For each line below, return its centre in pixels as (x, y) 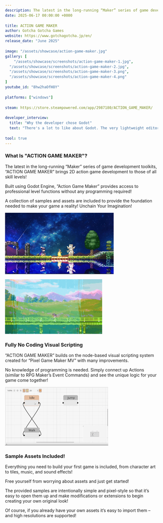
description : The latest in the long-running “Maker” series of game (77, 10)
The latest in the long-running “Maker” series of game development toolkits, (81, 166)
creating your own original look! (37, 501)
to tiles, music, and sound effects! (39, 472)
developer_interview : (27, 118)
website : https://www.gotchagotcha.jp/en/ (49, 36)
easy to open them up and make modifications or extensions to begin (74, 496)
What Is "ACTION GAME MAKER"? (46, 156)
